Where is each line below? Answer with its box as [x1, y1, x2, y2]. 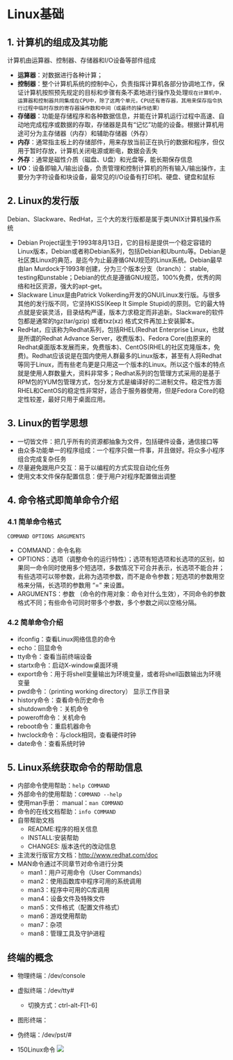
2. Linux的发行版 [7, 195, 79, 207]
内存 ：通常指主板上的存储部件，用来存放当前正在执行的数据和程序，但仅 [17, 138, 225, 146]
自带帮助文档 [17, 816, 54, 825]
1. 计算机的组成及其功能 [7, 36, 108, 48]
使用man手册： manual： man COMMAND [17, 799, 124, 807]
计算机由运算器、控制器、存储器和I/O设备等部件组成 [7, 56, 156, 64]
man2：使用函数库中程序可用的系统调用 [27, 877, 142, 885]
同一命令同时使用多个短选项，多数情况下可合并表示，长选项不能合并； [23, 563, 225, 572]
